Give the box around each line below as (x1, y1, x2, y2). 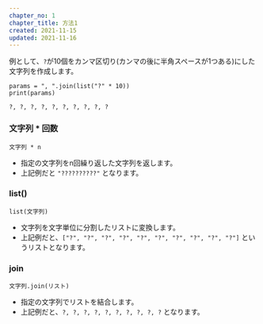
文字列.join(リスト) (9, 283, 70, 291)
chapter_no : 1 (9, 11, 56, 20)
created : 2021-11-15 (9, 26, 78, 34)
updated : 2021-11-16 (9, 33, 78, 42)
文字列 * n (9, 143, 42, 151)
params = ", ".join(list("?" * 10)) (9, 83, 130, 91)
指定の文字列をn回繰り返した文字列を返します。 (20, 158, 177, 168)
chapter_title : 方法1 (9, 19, 78, 27)
